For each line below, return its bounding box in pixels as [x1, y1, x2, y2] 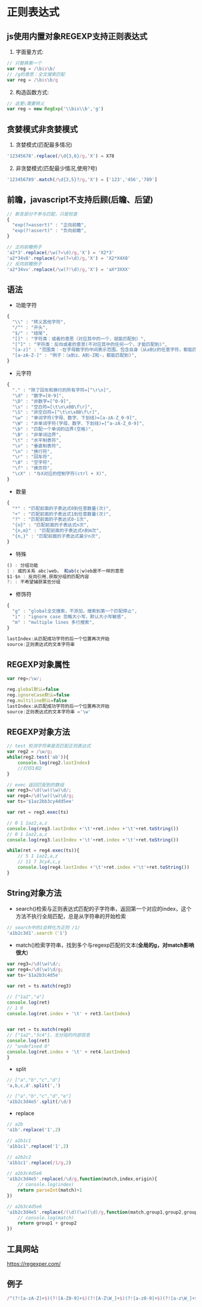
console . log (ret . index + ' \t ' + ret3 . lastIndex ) [7, 1010, 131, 1016]
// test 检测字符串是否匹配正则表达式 [7, 743, 91, 749]
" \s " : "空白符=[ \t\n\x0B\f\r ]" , [12, 404, 94, 410]
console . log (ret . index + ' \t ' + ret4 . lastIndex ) [7, 1049, 131, 1055]
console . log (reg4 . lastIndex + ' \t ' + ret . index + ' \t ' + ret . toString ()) [17, 864, 190, 871]
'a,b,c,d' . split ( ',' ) [7, 1082, 61, 1088]
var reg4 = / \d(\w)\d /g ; [7, 967, 64, 973]
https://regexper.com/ [7, 1260, 61, 1267]
